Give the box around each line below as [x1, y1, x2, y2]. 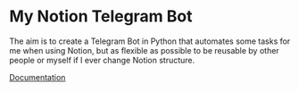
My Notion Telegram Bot [9, 6, 194, 27]
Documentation [9, 71, 66, 82]
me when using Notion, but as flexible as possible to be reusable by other [9, 45, 279, 55]
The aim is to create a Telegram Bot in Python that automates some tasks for [9, 36, 291, 46]
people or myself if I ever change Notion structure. [9, 54, 195, 65]
